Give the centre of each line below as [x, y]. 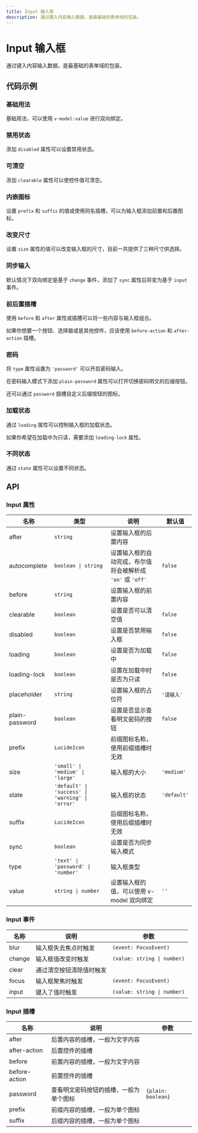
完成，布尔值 [134, 562]
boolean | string [78, 566]
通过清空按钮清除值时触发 [71, 970]
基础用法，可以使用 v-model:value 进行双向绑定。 [66, 118]
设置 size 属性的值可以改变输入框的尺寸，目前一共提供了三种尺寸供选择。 [95, 249]
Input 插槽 [21, 1011]
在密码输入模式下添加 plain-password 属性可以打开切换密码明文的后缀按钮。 [98, 381]
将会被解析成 [128, 571]
